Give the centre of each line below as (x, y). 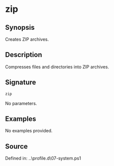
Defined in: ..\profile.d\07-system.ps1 (43, 158)
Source (17, 146)
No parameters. (21, 103)
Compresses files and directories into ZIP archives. (57, 67)
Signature (21, 83)
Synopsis (20, 28)
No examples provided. (29, 131)
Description (24, 55)
